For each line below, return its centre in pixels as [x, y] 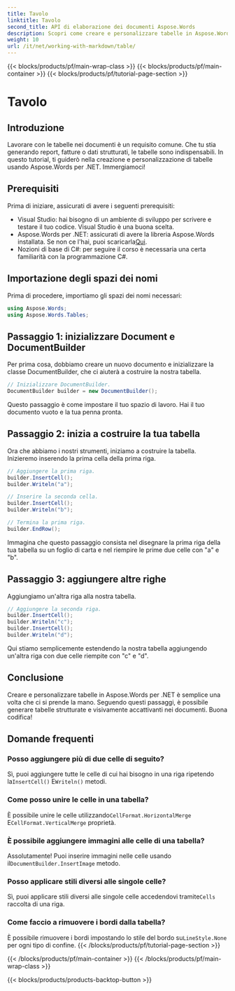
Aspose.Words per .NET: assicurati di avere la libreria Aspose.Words [116, 234]
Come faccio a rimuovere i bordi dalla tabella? [86, 922]
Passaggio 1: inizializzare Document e [91, 337]
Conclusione [36, 678]
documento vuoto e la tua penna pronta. [65, 412]
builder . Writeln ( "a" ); [40, 484]
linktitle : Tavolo [34, 20]
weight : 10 [23, 40]
